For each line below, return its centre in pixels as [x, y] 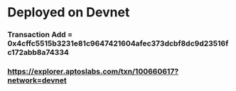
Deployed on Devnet [69, 12]
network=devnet [37, 80]
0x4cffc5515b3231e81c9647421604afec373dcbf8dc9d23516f [118, 43]
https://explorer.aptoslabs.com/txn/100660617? [93, 72]
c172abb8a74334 [38, 53]
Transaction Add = [40, 35]
